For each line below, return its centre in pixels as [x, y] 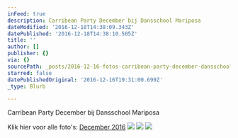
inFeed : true [27, 14]
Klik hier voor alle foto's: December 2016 [67, 127]
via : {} [19, 60]
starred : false [30, 73]
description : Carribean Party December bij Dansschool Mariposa [104, 21]
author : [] [23, 47]
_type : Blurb [27, 86]
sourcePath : [25, 67]
